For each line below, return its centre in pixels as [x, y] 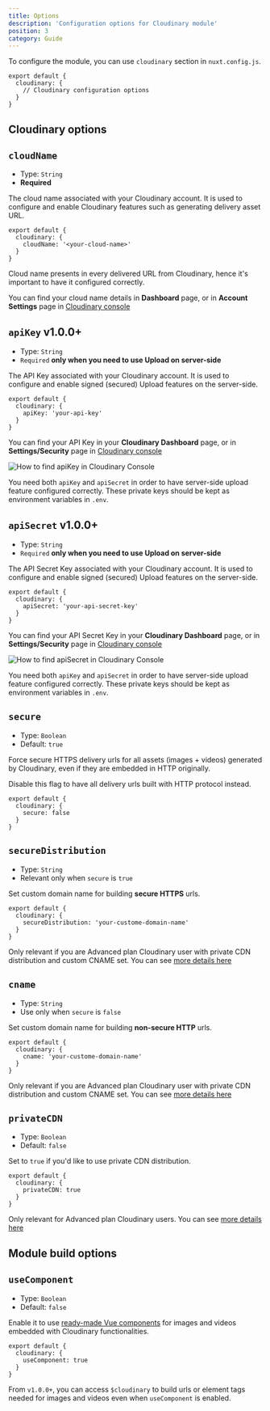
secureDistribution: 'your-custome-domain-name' [106, 923]
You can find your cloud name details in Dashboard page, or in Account [128, 298]
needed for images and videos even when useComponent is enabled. [120, 1398]
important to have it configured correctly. [77, 282]
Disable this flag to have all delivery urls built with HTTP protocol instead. [130, 784]
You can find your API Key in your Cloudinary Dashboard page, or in [122, 442]
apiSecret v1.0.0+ [54, 525]
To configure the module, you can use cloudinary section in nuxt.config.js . [135, 61]
